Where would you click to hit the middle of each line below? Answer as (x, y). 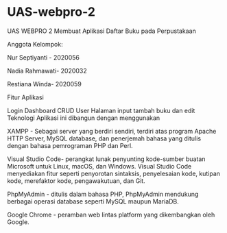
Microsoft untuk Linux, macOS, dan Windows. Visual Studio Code (99, 166)
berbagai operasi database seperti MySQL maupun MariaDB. (93, 201)
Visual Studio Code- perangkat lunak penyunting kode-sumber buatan (106, 159)
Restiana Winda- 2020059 (45, 84)
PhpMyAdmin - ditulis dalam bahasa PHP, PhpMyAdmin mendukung (103, 194)
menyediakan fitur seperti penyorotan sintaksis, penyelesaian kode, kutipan (114, 173)
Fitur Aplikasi (26, 97)
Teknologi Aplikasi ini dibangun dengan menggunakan (84, 118)
